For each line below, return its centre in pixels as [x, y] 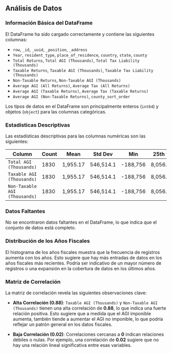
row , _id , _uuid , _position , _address [50, 49]
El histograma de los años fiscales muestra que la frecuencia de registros [83, 252]
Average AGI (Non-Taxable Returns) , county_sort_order [71, 96]
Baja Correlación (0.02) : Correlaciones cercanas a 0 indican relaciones [88, 334]
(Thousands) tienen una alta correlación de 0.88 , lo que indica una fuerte [89, 308]
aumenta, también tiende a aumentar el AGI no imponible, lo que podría [88, 319]
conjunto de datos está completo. [41, 228]
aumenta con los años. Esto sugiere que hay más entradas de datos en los [84, 257]
